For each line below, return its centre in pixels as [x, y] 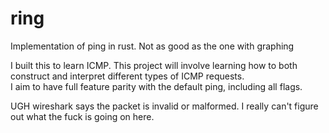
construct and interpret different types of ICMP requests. [127, 76]
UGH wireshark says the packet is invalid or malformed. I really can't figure [164, 106]
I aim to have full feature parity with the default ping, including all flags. [156, 86]
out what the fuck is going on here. [82, 116]
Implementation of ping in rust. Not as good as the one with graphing [152, 46]
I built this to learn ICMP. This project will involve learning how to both [154, 65]
